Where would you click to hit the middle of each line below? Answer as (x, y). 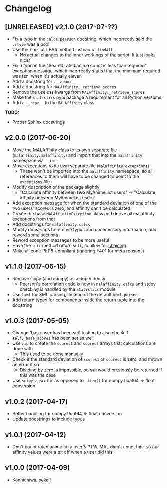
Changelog (28, 9)
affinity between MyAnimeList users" (58, 197)
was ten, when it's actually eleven (47, 76)
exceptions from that (34, 219)
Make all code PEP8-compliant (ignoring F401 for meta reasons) (78, 251)
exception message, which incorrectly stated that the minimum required (86, 71)
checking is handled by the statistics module (68, 289)
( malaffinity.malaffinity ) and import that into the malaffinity (77, 155)
